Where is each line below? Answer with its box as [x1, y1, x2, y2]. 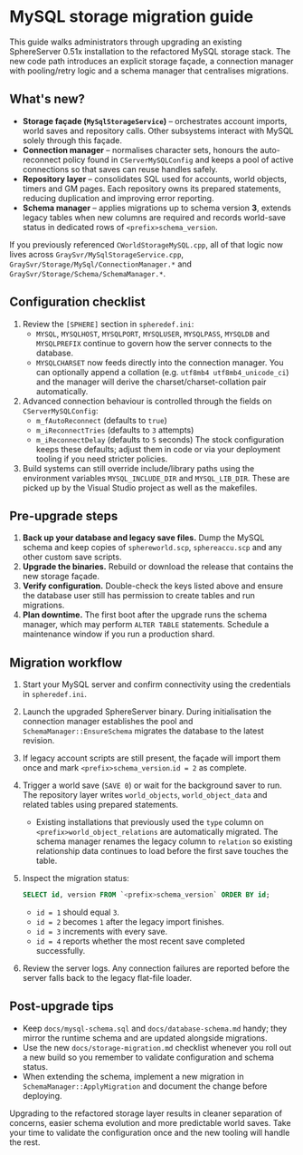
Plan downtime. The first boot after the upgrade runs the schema [22, 609, 267, 620]
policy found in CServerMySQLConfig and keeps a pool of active [62, 154, 294, 165]
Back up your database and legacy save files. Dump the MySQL [22, 532, 265, 543]
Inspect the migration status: [22, 873, 129, 884]
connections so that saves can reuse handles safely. [22, 163, 218, 174]
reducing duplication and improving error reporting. [22, 192, 214, 203]
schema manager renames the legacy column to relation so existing [35, 836, 293, 847]
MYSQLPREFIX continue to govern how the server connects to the [35, 337, 272, 348]
